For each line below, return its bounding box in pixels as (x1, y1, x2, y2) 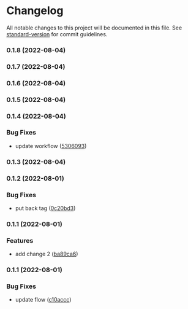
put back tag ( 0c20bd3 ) (15, 204, 76, 212)
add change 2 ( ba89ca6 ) (15, 250, 78, 258)
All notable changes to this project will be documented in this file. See (6, 24, 182, 31)
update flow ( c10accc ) (15, 296, 72, 303)
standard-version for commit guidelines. (6, 30, 108, 37)
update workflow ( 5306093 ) (15, 142, 87, 149)
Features (6, 236, 34, 244)
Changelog (6, 4, 64, 18)
